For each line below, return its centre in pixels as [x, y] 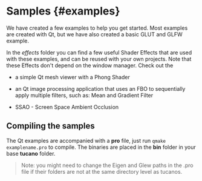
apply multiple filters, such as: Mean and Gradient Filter [84, 95]
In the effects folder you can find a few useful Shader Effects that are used [99, 52]
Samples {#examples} [63, 11]
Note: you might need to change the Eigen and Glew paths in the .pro [107, 165]
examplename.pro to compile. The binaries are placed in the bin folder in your [101, 147]
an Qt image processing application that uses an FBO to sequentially [100, 88]
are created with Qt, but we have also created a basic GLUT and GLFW [94, 34]
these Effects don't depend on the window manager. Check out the [90, 65]
